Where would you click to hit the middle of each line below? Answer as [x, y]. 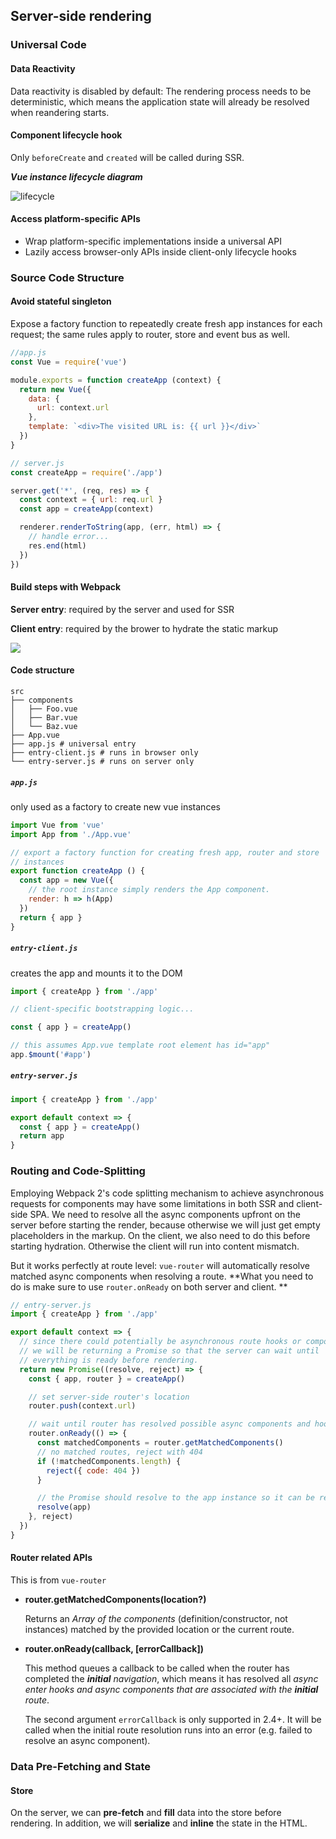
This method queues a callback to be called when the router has [157, 1668]
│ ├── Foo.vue [44, 709]
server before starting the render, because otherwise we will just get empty [165, 1225]
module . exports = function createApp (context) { [116, 380]
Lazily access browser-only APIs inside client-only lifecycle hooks [160, 251]
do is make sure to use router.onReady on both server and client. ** [149, 1286]
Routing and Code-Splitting [78, 1171]
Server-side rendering [81, 16]
